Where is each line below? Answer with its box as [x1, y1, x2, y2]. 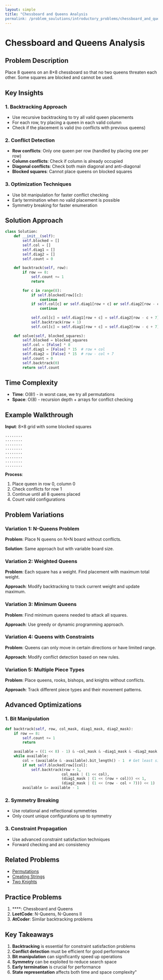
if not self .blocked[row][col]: [22, 763, 88, 768]
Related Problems [5, 856, 60, 864]
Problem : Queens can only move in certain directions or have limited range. [5, 644, 156, 650]
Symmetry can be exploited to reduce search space [12, 959, 117, 965]
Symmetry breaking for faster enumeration [12, 202, 98, 208]
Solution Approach [5, 216, 63, 225]
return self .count [22, 365, 60, 370]
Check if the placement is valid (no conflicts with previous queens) [12, 125, 146, 131]
